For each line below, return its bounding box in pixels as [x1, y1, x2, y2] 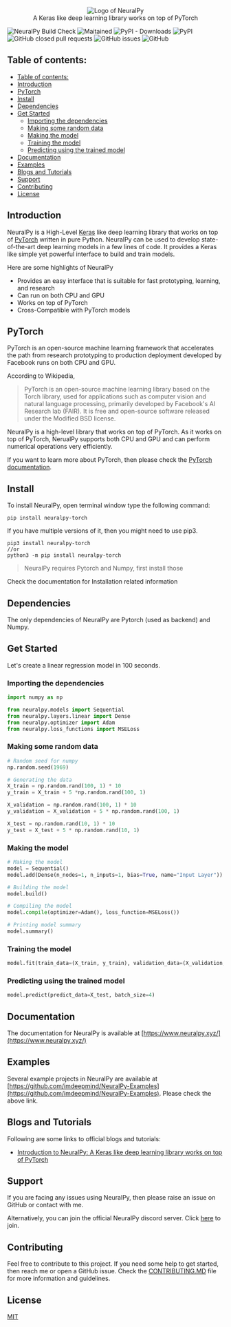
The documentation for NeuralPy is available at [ [7, 1029, 144, 1037]
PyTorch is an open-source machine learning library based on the [23, 385, 210, 394]
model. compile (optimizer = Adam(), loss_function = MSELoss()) [7, 909, 180, 916]
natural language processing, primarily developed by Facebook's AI [23, 400, 216, 408]
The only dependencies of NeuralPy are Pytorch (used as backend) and [7, 616, 211, 624]
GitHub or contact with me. [7, 1201, 84, 1209]
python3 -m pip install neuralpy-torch [7, 552, 122, 559]
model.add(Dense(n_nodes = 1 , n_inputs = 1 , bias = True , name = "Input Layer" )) [7, 871, 223, 878]
